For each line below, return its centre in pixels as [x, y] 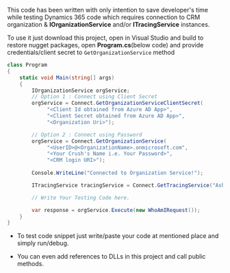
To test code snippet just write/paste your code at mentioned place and [118, 236]
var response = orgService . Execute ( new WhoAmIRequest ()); [116, 210]
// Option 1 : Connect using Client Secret [94, 97]
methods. [30, 264]
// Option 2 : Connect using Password [87, 134]
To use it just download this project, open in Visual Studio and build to [105, 38]
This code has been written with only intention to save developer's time [108, 10]
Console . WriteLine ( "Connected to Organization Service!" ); [118, 173]
